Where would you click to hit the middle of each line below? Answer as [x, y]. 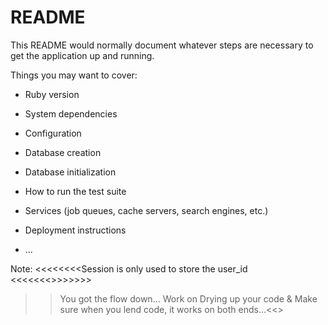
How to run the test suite [75, 191]
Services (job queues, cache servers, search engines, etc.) [146, 210]
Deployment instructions [75, 230]
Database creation [63, 152]
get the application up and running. [82, 55]
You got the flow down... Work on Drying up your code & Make [188, 298]
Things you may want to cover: [74, 75]
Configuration [53, 133]
